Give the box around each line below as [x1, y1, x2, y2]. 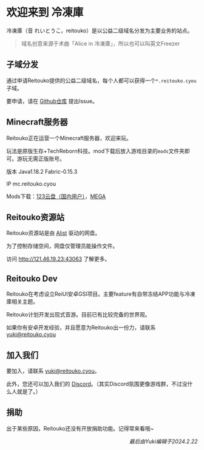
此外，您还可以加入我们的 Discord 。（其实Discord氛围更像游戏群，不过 [6, 380, 182, 387]
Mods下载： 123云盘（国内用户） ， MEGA [6, 193, 106, 200]
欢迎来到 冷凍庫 [6, 5, 84, 20]
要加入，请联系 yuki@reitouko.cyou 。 [6, 367, 100, 374]
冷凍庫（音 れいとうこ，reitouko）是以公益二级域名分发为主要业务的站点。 [6, 27, 193, 34]
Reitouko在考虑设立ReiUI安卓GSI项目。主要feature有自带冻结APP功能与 [6, 290, 185, 298]
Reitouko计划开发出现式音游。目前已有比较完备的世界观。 [6, 311, 151, 318]
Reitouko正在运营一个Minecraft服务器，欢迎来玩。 [6, 134, 132, 141]
